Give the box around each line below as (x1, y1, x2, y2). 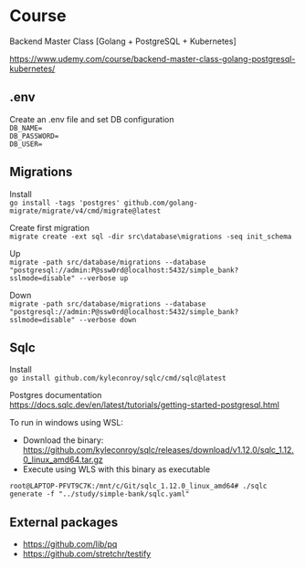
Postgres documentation (9, 390, 102, 401)
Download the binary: (22, 435, 104, 446)
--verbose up (79, 273, 129, 283)
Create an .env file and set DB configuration (9, 113, 174, 124)
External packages (9, 514, 119, 530)
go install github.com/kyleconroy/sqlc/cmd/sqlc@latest (9, 373, 226, 384)
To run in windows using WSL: (9, 417, 123, 428)
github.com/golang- (123, 198, 198, 207)
